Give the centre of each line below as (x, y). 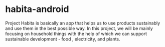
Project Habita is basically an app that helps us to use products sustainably (83, 23)
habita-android (37, 9)
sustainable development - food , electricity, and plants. (63, 39)
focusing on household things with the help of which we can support (76, 33)
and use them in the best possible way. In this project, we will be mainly (79, 28)
